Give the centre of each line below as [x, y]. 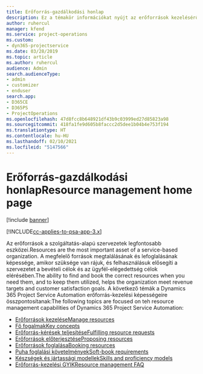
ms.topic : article [29, 57]
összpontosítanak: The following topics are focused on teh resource [90, 301]
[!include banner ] [28, 219]
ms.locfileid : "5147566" [37, 147]
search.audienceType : [34, 74]
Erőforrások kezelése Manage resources [65, 319]
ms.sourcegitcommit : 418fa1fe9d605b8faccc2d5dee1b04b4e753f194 [88, 125]
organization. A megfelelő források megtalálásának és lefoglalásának [92, 256]
